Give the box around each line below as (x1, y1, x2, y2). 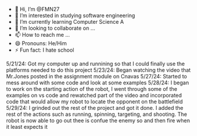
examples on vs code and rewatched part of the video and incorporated (6, 92, 182, 99)
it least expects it (6, 124, 48, 130)
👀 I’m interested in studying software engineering (14, 12, 135, 19)
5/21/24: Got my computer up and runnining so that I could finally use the (6, 60, 185, 67)
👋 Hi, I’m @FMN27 (14, 6, 60, 12)
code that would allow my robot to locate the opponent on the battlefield (6, 98, 183, 105)
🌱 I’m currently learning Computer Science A (14, 18, 124, 25)
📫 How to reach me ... (14, 31, 70, 38)
